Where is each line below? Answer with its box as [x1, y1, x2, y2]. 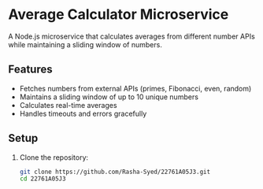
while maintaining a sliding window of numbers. [8, 39, 163, 49]
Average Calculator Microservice [8, 6, 229, 24]
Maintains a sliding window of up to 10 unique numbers [19, 92, 199, 102]
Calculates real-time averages [19, 100, 117, 109]
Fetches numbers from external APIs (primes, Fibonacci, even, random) [19, 83, 252, 93]
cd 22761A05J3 [19, 175, 66, 183]
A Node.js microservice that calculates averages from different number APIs [8, 31, 256, 41]
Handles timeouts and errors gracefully [19, 109, 147, 118]
